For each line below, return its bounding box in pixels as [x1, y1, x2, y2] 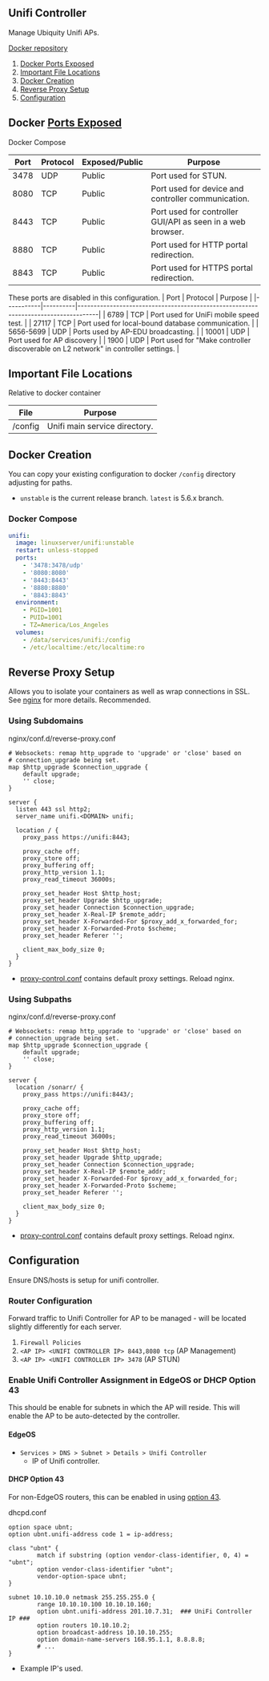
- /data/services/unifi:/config [22, 636, 130, 644]
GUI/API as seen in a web [151, 216, 246, 227]
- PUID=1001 [22, 613, 62, 622]
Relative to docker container [8, 388, 102, 398]
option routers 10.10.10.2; [37, 1621, 130, 1630]
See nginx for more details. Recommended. [8, 695, 151, 705]
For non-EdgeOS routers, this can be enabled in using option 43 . [8, 1492, 222, 1501]
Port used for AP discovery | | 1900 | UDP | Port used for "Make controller [8, 335, 251, 345]
